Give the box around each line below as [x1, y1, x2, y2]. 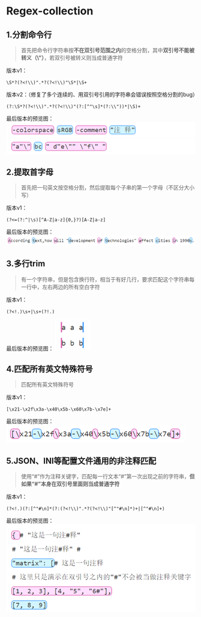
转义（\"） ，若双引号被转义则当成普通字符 [20, 54, 123, 61]
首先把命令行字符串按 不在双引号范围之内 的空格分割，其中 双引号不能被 [20, 47, 195, 53]
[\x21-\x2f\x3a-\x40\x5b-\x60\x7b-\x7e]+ [6, 406, 112, 412]
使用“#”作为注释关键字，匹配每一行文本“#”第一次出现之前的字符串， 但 [20, 473, 195, 480]
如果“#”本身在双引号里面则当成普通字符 [20, 480, 120, 487]
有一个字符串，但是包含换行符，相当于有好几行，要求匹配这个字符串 [20, 275, 190, 283]
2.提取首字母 [6, 167, 54, 178]
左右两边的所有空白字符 [41, 283, 100, 290]
